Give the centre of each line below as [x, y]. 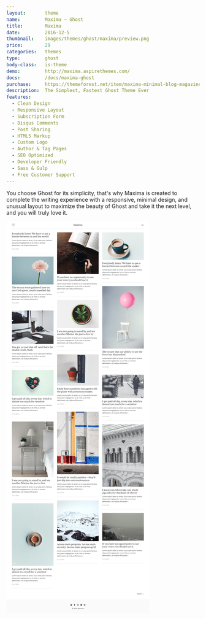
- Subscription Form [38, 117]
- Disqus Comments [36, 123]
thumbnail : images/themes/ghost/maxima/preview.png [78, 39]
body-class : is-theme [37, 64]
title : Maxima [34, 26]
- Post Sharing [31, 129]
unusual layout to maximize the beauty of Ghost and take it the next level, [99, 206]
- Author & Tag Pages [40, 149]
